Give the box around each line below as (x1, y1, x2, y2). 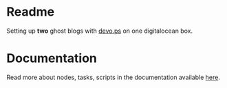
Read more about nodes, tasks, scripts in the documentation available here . (6, 73, 221, 81)
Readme (6, 4, 55, 20)
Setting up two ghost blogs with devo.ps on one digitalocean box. (6, 27, 193, 35)
